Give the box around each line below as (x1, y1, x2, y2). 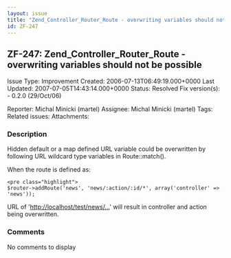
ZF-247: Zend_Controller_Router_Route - (7, 48, 186, 60)
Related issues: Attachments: (7, 113, 89, 121)
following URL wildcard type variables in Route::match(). (7, 152, 166, 161)
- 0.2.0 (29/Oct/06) (7, 92, 62, 100)
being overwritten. (7, 210, 59, 218)
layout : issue (7, 10, 48, 17)
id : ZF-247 (7, 23, 38, 30)
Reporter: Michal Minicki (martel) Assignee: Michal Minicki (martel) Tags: (7, 105, 213, 113)
